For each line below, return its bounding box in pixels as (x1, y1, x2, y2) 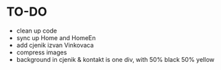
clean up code (16, 27, 58, 35)
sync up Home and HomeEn (16, 33, 96, 41)
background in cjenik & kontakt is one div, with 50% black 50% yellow (16, 55, 215, 63)
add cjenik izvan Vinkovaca (16, 41, 94, 49)
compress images (16, 48, 67, 56)
